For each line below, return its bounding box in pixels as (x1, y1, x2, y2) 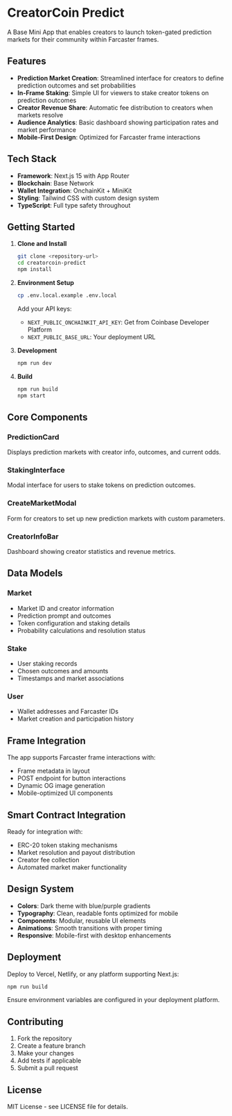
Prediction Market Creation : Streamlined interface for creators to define (17, 74, 224, 82)
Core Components (7, 411, 88, 423)
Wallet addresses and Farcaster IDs (17, 707, 119, 716)
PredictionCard (7, 432, 60, 442)
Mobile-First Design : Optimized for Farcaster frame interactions (17, 133, 201, 141)
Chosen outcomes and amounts (17, 667, 109, 675)
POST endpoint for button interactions (17, 774, 126, 782)
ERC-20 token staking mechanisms (17, 841, 118, 849)
